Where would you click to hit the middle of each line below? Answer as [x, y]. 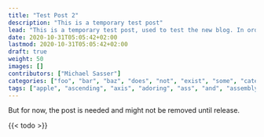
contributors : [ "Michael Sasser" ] [65, 74]
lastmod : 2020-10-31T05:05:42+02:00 [68, 45]
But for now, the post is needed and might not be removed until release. [124, 110]
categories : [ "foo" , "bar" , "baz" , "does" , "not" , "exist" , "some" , [123, 81]
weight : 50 [26, 59]
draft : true [27, 52]
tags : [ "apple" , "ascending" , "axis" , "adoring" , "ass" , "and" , [115, 88]
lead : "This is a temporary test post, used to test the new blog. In [126, 30]
